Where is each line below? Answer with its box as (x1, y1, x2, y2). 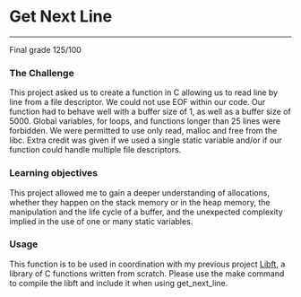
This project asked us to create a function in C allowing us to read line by (9, 87, 279, 98)
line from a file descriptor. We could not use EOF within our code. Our (9, 97, 266, 108)
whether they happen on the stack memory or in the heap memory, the (9, 197, 271, 207)
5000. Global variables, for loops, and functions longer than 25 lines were (9, 116, 281, 127)
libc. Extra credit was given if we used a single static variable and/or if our (9, 135, 282, 145)
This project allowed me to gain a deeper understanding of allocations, (9, 187, 271, 198)
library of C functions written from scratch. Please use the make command (9, 267, 285, 279)
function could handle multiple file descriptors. (9, 144, 182, 155)
